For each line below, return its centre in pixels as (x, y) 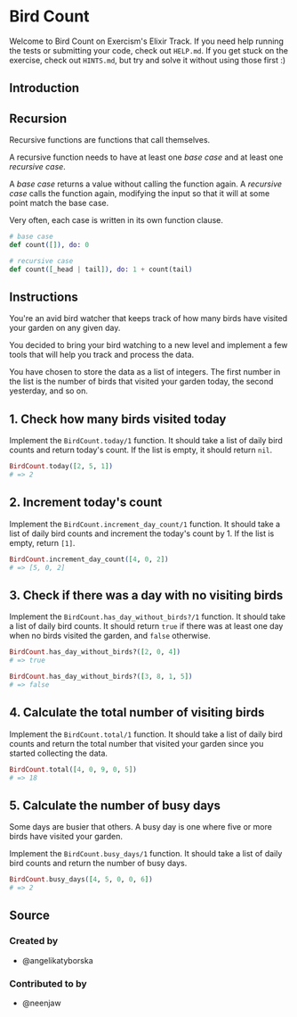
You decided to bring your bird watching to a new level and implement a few (148, 345)
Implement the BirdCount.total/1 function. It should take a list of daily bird (146, 734)
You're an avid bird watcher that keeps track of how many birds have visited (148, 318)
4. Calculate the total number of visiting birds (137, 712)
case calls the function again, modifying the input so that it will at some (140, 194)
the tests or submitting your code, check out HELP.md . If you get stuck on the (149, 50)
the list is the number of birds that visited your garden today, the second (141, 382)
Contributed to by (48, 983)
